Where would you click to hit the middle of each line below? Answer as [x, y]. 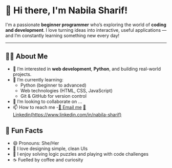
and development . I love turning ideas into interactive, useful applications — [86, 30]
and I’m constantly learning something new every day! [62, 35]
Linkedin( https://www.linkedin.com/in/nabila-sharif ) [67, 114]
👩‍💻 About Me [27, 57]
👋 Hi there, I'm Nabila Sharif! [67, 10]
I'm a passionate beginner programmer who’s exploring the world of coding [86, 25]
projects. [22, 74]
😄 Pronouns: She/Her [36, 143]
